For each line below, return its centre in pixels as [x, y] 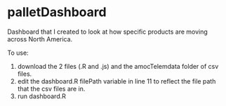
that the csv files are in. [51, 88]
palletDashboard [57, 12]
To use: [18, 53]
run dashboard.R [42, 96]
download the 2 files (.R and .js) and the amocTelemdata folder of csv [118, 66]
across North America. [40, 39]
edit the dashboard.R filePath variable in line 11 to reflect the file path [117, 81]
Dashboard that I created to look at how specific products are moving [108, 32]
